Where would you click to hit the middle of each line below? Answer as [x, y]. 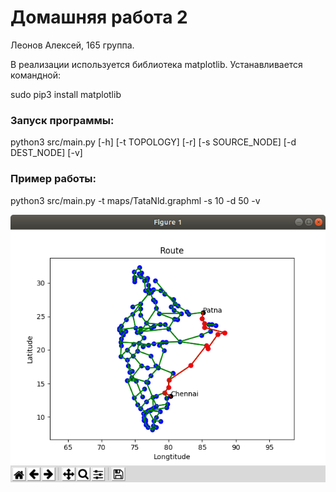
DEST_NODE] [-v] [46, 153]
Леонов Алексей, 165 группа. [72, 45]
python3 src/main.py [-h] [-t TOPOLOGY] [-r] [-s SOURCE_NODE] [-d [153, 142]
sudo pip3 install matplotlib [66, 94]
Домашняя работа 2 [99, 17]
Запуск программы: [62, 120]
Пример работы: [53, 179]
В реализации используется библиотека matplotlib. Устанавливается [156, 64]
